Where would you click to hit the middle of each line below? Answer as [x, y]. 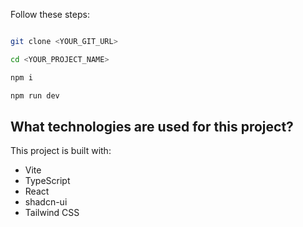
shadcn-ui [46, 202]
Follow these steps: [50, 14]
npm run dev [35, 95]
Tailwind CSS [52, 213]
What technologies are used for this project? [152, 126]
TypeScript [47, 181]
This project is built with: [61, 151]
